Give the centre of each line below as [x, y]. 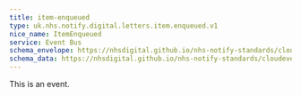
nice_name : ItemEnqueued [56, 34]
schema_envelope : [42, 51]
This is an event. [39, 84]
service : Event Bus [46, 42]
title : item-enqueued [50, 17]
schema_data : [34, 59]
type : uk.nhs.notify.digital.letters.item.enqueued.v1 [114, 26]
